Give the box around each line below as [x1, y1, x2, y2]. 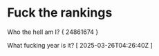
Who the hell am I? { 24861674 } [7, 28, 99, 36]
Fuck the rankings [7, 5, 113, 21]
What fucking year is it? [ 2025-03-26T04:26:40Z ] [7, 41, 153, 49]
